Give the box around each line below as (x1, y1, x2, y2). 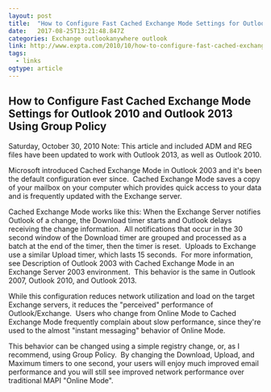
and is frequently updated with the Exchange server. (8, 191, 182, 200)
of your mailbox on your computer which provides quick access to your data (8, 183, 262, 192)
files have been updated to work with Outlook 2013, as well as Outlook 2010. (8, 150, 262, 159)
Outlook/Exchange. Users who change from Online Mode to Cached (8, 308, 236, 318)
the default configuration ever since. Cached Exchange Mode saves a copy (8, 174, 261, 183)
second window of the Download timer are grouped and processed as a (8, 232, 248, 242)
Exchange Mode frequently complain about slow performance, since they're (8, 317, 261, 327)
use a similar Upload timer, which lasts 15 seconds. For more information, (8, 250, 253, 259)
